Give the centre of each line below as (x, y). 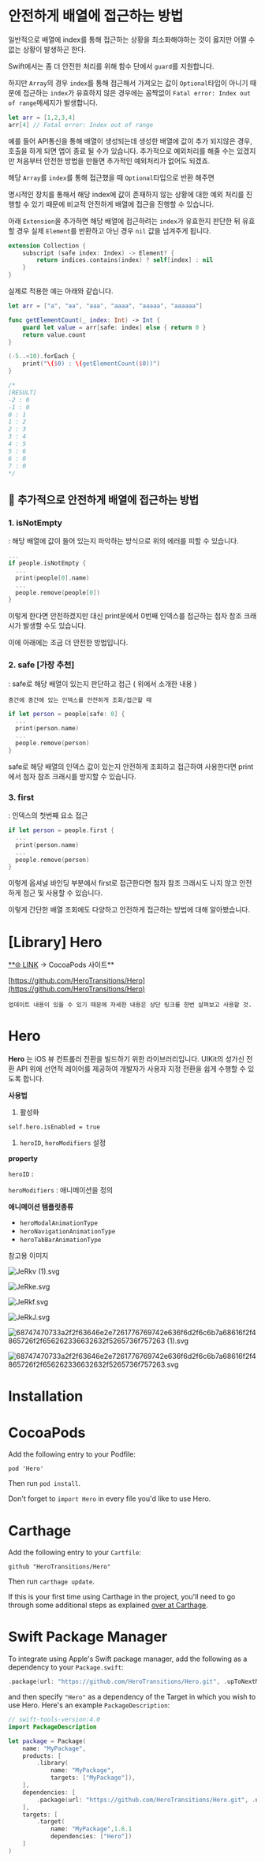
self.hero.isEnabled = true (54, 1127)
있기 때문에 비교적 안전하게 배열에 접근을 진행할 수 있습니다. (123, 204)
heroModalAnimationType (59, 1223)
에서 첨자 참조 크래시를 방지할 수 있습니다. (72, 776)
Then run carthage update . (51, 1581)
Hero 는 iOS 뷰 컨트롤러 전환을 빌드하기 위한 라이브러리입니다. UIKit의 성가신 (126, 1059)
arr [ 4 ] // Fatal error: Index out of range (81, 125)
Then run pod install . (45, 1483)
